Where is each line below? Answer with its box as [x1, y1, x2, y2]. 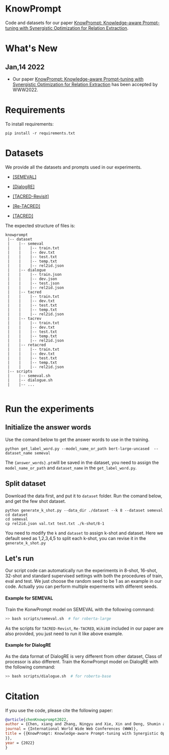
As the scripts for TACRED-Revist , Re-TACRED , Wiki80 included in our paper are [5, 625, 163, 631]
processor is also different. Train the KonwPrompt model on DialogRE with [5, 658, 158, 664]
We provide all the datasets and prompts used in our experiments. [5, 164, 142, 170]
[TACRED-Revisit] [12, 193, 49, 199]
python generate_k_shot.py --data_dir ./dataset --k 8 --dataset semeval [5, 508, 163, 513]
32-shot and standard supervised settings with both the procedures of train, [5, 573, 163, 579]
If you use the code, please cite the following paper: [5, 707, 113, 713]
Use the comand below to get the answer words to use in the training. [5, 436, 150, 442]
